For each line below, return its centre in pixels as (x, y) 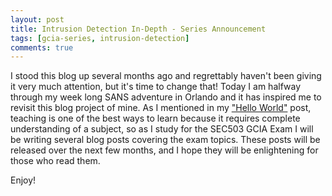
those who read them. (55, 161)
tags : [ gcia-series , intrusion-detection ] (100, 38)
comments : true (42, 47)
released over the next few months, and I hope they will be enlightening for (164, 150)
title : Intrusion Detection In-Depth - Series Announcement (138, 29)
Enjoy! (23, 180)
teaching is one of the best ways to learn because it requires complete (155, 118)
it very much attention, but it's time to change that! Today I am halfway (156, 87)
